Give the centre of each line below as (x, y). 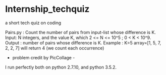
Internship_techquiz (47, 9)
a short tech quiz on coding (33, 23)
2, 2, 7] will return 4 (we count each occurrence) (55, 48)
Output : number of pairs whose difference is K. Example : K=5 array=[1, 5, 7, (83, 42)
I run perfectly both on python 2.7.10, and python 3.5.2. (61, 67)
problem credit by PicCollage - (44, 57)
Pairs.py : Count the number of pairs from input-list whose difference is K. (81, 32)
